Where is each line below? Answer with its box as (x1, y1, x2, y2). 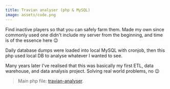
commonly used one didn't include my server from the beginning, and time (5, 32, 163, 38)
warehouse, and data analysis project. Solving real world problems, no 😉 (5, 68, 160, 74)
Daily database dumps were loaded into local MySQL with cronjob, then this (5, 47, 165, 53)
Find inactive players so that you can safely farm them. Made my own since (5, 26, 165, 32)
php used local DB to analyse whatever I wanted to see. (5, 52, 123, 59)
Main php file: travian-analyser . (17, 78, 84, 84)
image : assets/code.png (5, 12, 56, 17)
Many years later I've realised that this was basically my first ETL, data (5, 62, 154, 69)
